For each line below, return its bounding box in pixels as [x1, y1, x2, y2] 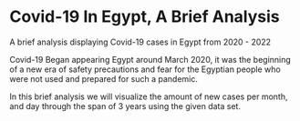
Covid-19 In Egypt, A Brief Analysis [9, 6, 280, 27]
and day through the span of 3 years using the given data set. [9, 100, 242, 111]
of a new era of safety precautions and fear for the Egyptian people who [9, 64, 281, 75]
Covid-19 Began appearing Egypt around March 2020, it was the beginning [9, 54, 292, 65]
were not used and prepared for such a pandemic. [9, 73, 199, 84]
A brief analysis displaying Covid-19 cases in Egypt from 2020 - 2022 [9, 36, 272, 47]
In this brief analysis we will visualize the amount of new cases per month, [9, 91, 288, 102]
